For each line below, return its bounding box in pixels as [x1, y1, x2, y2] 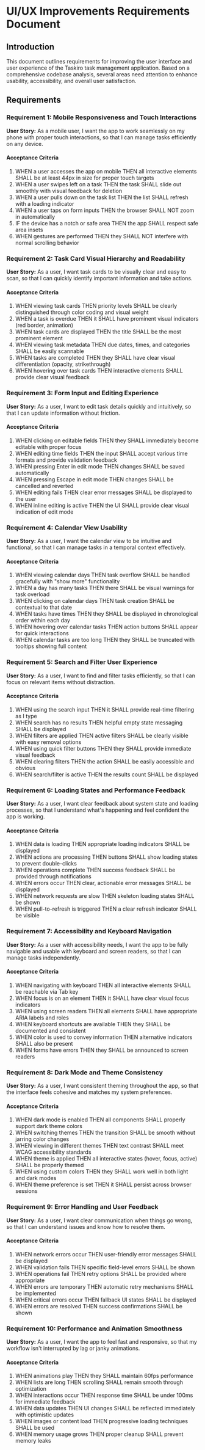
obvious [15, 764, 35, 771]
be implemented [15, 1289, 57, 1297]
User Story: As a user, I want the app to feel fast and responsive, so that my [6, 1338, 197, 1346]
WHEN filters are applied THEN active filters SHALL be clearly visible [15, 732, 189, 739]
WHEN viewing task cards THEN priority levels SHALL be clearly [15, 302, 178, 310]
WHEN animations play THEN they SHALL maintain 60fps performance [15, 1372, 193, 1380]
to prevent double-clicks [15, 860, 77, 867]
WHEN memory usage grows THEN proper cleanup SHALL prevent [15, 1430, 184, 1438]
